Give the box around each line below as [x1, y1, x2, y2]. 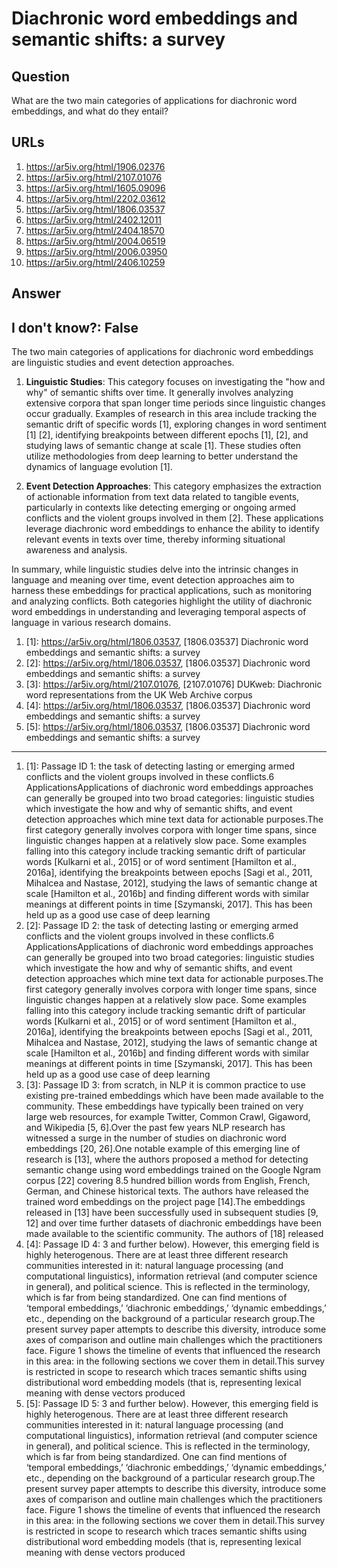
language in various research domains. [11, 617, 172, 629]
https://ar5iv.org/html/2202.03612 [25, 192, 166, 204]
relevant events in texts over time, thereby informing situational [25, 533, 286, 546]
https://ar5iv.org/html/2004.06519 [25, 235, 166, 247]
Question [11, 68, 70, 85]
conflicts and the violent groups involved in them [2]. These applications [25, 512, 324, 524]
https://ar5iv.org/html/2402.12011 [25, 213, 163, 226]
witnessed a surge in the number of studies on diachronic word [25, 1132, 287, 1144]
